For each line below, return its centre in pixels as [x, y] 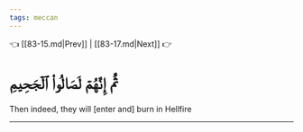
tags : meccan [34, 18]
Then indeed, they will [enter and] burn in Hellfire [101, 109]
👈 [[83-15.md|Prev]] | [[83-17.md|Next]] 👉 [91, 44]
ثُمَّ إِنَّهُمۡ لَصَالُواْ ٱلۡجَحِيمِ [64, 83]
